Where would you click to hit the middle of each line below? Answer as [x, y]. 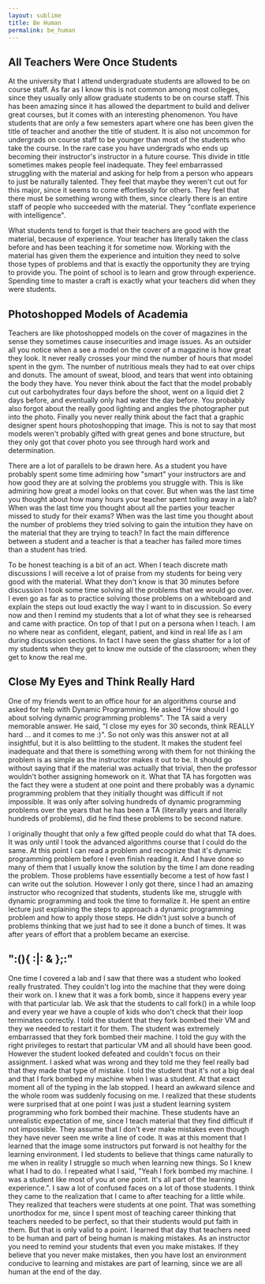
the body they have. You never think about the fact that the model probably [130, 383]
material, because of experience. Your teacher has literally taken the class [128, 239]
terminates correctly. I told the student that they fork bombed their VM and [129, 1020]
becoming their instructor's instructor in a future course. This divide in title [129, 157]
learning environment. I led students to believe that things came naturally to [131, 1154]
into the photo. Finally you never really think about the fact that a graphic [126, 417]
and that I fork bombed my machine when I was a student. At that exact [124, 1079]
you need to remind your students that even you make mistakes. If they [123, 1246]
